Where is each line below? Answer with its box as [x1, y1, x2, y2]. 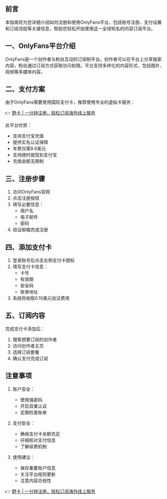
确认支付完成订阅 [12, 355, 48, 361]
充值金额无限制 [12, 158, 44, 164]
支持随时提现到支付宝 [12, 152, 57, 158]
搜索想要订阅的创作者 [12, 336, 57, 342]
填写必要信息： [12, 202, 44, 208]
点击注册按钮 [12, 195, 39, 201]
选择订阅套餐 [12, 349, 39, 355]
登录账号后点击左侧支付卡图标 [12, 257, 75, 264]
